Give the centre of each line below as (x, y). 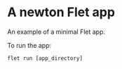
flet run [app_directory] (45, 58)
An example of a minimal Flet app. (56, 32)
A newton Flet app (61, 12)
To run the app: (29, 45)
